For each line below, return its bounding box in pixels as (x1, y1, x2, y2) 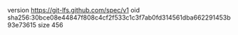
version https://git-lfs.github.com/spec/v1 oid (7, 6, 140, 14)
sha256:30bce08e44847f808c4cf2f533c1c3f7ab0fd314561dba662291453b (7, 13, 232, 22)
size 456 (38, 21, 63, 29)
